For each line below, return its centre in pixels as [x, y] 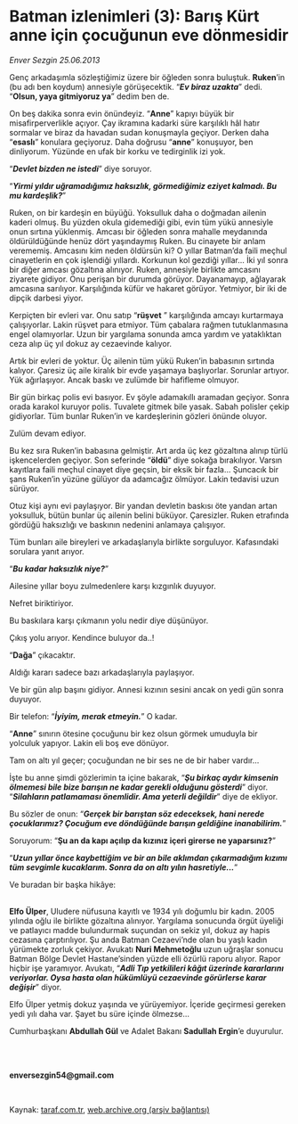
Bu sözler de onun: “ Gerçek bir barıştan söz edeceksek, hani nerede [137, 814]
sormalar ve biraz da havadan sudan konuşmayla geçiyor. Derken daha [139, 132]
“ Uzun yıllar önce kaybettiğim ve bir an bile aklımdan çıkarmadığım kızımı [148, 857]
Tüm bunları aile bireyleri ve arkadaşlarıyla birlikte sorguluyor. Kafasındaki [144, 542]
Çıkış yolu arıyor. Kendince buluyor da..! [82, 637]
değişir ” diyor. [36, 987]
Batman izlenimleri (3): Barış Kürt [134, 16]
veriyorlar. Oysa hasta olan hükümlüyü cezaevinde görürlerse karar [138, 977]
